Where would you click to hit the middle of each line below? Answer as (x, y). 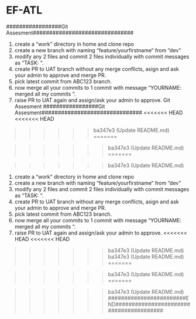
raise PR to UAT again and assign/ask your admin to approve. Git (92, 100)
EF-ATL (24, 10)
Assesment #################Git (60, 106)
